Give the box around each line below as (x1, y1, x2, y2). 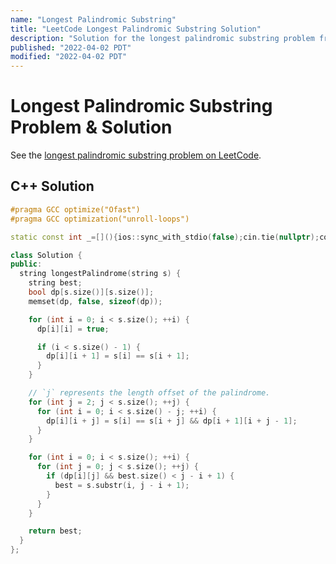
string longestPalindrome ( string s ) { (19, 269, 182, 279)
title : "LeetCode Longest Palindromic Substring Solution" (10, 24, 262, 34)
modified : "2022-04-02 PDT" (10, 52, 128, 62)
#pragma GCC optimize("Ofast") (10, 204, 141, 215)
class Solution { (10, 250, 83, 260)
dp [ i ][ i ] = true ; (36, 324, 110, 334)
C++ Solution (10, 178, 95, 195)
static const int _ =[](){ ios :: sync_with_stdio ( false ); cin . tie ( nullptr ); (10, 232, 320, 242)
